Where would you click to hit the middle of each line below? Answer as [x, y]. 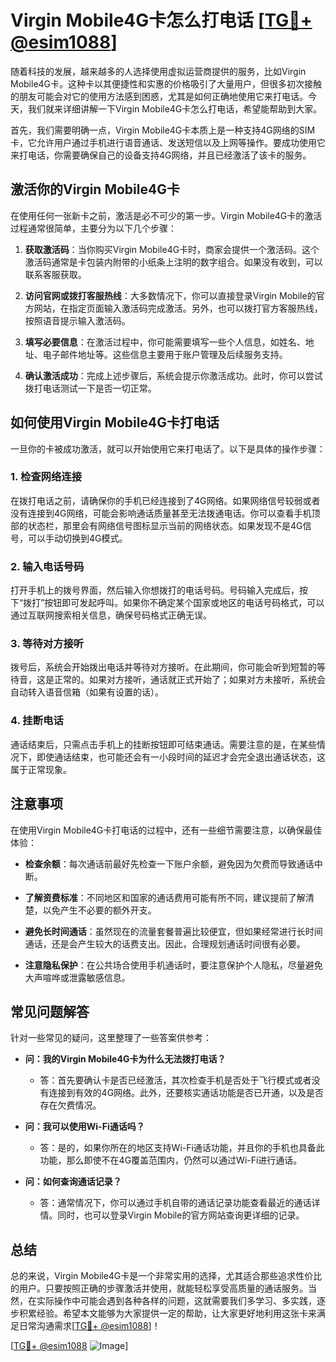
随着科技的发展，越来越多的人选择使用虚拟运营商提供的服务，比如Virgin [158, 71]
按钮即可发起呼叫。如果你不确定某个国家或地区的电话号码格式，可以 [184, 603]
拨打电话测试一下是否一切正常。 [90, 388]
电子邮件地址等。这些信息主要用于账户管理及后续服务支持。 [165, 354]
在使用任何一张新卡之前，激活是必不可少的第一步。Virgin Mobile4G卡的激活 [166, 215]
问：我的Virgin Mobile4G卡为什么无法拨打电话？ [125, 1059]
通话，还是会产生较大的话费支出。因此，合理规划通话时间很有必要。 [165, 943]
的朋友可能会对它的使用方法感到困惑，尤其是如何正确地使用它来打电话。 [159, 96]
